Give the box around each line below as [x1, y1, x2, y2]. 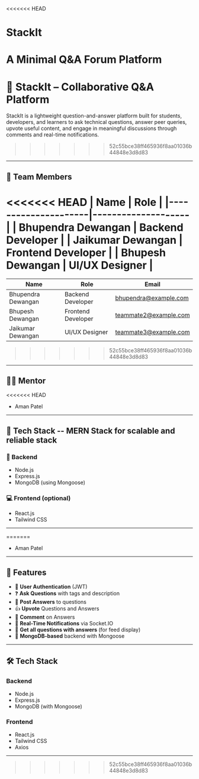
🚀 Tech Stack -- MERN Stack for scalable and [6, 425, 175, 435]
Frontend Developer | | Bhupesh [6, 246, 166, 259]
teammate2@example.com [115, 311, 190, 319]
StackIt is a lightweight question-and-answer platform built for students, [6, 112, 182, 119]
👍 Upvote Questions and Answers [14, 605, 99, 612]
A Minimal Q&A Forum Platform [6, 53, 162, 66]
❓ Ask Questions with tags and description [14, 590, 120, 597]
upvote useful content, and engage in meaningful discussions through [6, 125, 177, 132]
